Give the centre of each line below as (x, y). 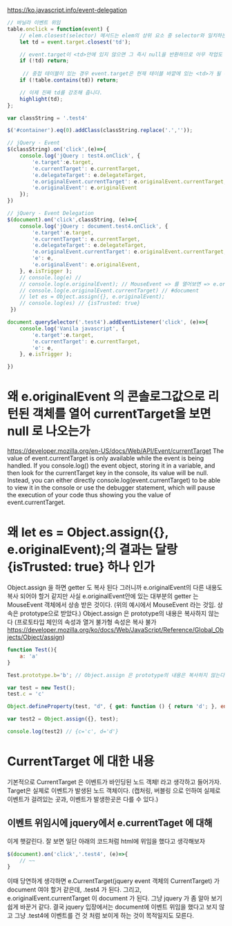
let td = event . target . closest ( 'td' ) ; (75, 42)
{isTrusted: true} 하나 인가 (81, 567)
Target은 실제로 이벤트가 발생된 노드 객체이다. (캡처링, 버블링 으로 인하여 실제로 (114, 790)
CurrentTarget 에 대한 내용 (81, 762)
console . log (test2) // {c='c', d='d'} (63, 732)
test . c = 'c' (26, 694)
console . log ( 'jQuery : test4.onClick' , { (80, 156)
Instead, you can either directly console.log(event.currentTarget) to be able (114, 481)
